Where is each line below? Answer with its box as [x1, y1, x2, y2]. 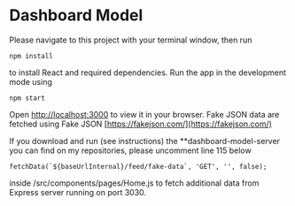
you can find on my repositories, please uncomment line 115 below [9, 145, 252, 156]
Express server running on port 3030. [9, 187, 147, 197]
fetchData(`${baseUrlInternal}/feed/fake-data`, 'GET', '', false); [9, 162, 268, 171]
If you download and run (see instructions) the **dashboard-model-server [9, 135, 281, 146]
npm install [9, 51, 53, 60]
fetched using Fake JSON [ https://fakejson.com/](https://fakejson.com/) [9, 118, 273, 129]
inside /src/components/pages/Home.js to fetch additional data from [9, 178, 260, 188]
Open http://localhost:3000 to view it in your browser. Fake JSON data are [9, 109, 280, 119]
